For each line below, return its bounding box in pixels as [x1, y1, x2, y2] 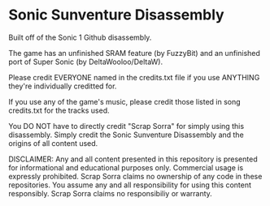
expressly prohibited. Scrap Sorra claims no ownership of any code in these [8, 171, 263, 181]
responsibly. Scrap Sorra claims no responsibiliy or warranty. [8, 188, 213, 198]
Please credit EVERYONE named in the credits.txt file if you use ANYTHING [8, 72, 260, 82]
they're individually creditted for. [8, 81, 117, 91]
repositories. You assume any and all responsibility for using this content [8, 180, 252, 190]
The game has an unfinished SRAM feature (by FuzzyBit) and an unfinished [8, 48, 260, 58]
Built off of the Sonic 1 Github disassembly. [8, 32, 152, 42]
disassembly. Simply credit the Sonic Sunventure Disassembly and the [8, 130, 244, 139]
